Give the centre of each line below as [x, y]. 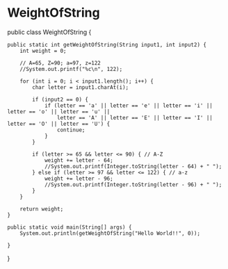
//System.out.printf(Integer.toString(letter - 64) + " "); [133, 166]
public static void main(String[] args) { [70, 227]
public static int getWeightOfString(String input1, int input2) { [107, 44]
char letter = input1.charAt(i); [81, 87]
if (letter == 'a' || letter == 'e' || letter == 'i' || [129, 106]
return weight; [42, 209]
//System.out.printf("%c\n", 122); [71, 69]
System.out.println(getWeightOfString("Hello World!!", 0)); [110, 233]
